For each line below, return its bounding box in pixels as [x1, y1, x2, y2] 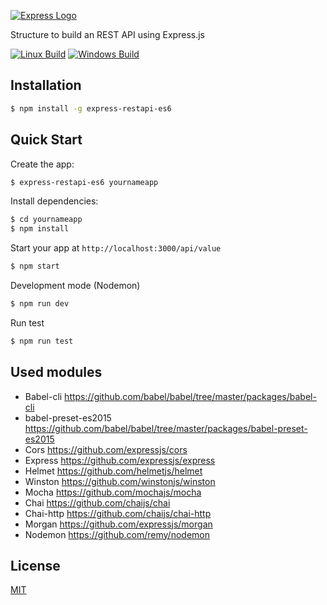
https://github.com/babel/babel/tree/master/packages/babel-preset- [24, 422, 308, 434]
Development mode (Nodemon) [10, 280, 141, 291]
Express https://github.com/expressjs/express [24, 454, 216, 466]
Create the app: [10, 158, 75, 170]
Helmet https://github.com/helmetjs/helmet [24, 465, 203, 477]
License [10, 557, 61, 574]
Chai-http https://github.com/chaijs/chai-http [24, 507, 212, 519]
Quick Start [10, 131, 83, 149]
